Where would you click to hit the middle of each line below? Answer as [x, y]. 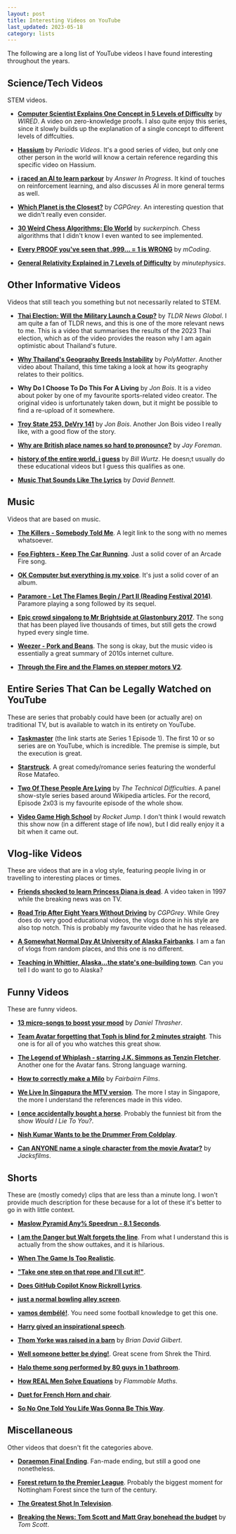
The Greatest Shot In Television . [65, 1503]
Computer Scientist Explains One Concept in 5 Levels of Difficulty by [120, 114]
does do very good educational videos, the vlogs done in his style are [118, 921]
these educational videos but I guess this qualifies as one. [101, 466]
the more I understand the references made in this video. [100, 1100]
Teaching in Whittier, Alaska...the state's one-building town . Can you [120, 963]
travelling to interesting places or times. [64, 878]
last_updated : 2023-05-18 [45, 27]
